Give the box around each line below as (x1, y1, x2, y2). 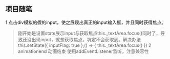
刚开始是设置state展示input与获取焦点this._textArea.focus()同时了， (17, 30, 161, 36)
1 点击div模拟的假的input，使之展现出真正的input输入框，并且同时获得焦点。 (5, 19, 166, 25)
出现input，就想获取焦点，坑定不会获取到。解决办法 (31, 36, 141, 42)
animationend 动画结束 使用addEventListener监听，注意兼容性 (17, 48, 149, 54)
